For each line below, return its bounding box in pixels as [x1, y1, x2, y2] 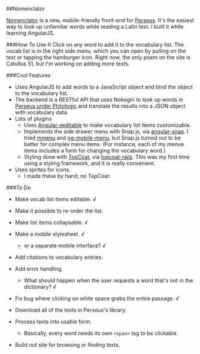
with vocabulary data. [14, 109, 69, 116]
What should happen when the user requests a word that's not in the [23, 277, 193, 284]
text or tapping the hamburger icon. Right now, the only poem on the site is [6, 54, 190, 60]
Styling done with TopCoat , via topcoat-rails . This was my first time [23, 153, 190, 161]
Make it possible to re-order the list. [14, 207, 104, 214]
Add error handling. [14, 265, 63, 272]
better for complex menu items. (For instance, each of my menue [23, 141, 184, 147]
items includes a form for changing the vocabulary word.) [23, 147, 166, 154]
